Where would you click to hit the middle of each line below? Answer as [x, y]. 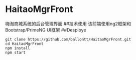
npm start [16, 52]
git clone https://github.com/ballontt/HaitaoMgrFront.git [68, 39]
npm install [18, 48]
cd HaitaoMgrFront [24, 43]
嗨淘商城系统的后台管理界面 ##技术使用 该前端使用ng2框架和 [68, 23]
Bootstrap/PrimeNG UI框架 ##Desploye [46, 30]
